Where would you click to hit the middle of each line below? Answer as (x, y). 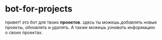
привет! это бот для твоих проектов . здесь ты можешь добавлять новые (81, 22)
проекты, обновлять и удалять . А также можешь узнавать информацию (80, 27)
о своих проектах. (24, 32)
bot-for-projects (39, 9)
